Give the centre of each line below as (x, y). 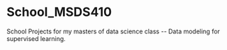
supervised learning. (36, 38)
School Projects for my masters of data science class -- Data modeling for (113, 31)
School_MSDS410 (59, 12)
